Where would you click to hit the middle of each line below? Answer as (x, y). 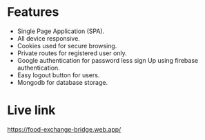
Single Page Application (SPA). (61, 31)
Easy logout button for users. (58, 75)
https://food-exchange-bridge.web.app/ (64, 129)
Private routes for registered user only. (72, 53)
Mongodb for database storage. (62, 82)
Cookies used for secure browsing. (67, 46)
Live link (31, 110)
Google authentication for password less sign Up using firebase (108, 60)
